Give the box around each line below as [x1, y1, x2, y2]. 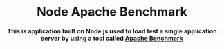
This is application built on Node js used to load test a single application [7, 27, 217, 35]
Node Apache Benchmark [36, 4, 188, 20]
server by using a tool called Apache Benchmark [40, 34, 184, 42]
